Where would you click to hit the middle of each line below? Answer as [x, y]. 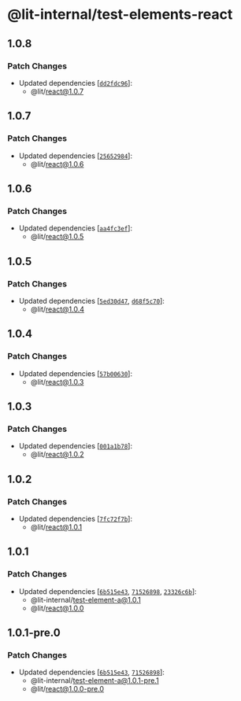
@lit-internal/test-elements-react [120, 15]
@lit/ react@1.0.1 [56, 527]
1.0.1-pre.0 [34, 633]
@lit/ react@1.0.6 [57, 164]
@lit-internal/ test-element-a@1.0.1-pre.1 [95, 681]
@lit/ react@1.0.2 [57, 455]
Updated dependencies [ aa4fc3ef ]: [76, 228]
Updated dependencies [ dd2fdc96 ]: [76, 83]
